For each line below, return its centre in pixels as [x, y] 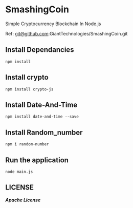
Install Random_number [44, 132]
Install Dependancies [40, 50]
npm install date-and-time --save [42, 117]
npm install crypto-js [29, 89]
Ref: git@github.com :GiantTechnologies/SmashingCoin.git [66, 33]
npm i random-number [27, 144]
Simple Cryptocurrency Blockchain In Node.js [53, 24]
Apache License [23, 200]
